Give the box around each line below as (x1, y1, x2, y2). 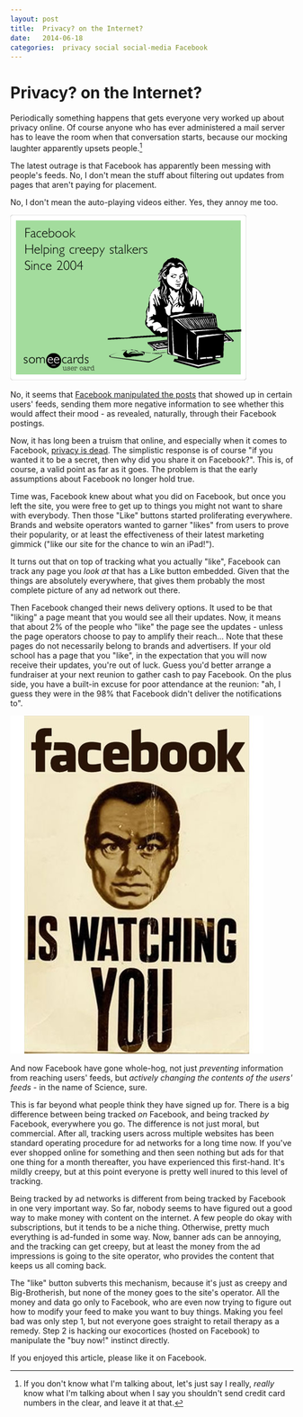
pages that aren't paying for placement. (10, 179, 157, 190)
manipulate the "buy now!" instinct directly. (10, 1334, 170, 1345)
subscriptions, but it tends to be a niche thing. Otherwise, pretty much (10, 1222, 270, 1233)
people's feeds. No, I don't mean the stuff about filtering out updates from (10, 169, 285, 180)
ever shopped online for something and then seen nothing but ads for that (10, 1147, 284, 1158)
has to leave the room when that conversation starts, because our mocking (10, 131, 289, 143)
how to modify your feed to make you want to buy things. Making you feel (10, 1305, 283, 1317)
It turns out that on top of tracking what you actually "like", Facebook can (10, 556, 281, 567)
